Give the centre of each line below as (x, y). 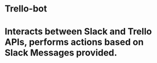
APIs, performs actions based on (74, 42)
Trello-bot (26, 9)
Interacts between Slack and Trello (78, 32)
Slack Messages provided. (61, 53)
